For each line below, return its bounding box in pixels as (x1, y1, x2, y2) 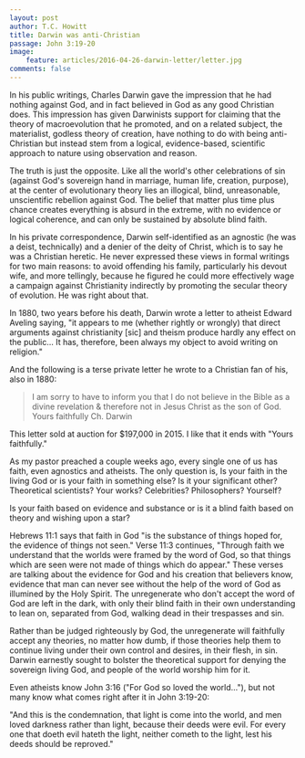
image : (9, 47, 35, 57)
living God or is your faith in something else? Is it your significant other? (9, 475, 278, 486)
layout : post (9, 13, 59, 23)
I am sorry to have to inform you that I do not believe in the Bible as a (31, 391, 290, 402)
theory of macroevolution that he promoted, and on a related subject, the (9, 118, 283, 129)
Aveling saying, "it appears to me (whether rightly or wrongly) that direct (9, 317, 280, 328)
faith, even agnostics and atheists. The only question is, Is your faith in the (9, 465, 289, 476)
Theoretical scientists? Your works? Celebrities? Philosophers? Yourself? (9, 485, 282, 496)
